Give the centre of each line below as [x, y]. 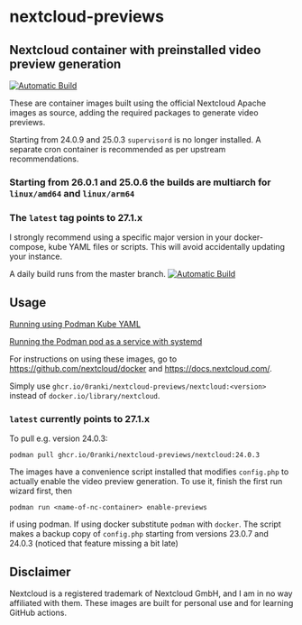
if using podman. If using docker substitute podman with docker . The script [145, 524]
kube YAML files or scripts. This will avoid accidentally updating [167, 247]
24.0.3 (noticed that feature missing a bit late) [94, 544]
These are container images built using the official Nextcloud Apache [138, 103]
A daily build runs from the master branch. [88, 274]
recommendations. [44, 159]
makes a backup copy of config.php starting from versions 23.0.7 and [139, 534]
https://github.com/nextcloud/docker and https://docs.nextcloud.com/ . [141, 369]
